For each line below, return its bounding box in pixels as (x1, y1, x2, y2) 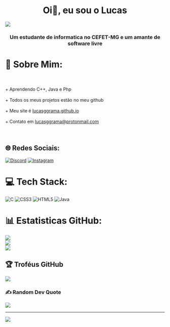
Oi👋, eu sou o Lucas (42, 5, 127, 16)
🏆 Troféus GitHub (5, 260, 64, 269)
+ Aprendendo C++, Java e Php (5, 86, 72, 92)
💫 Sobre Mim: (5, 59, 63, 70)
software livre (67, 40, 103, 47)
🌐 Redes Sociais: (5, 144, 60, 152)
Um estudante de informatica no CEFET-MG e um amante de (10, 33, 160, 40)
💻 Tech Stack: (5, 176, 68, 187)
